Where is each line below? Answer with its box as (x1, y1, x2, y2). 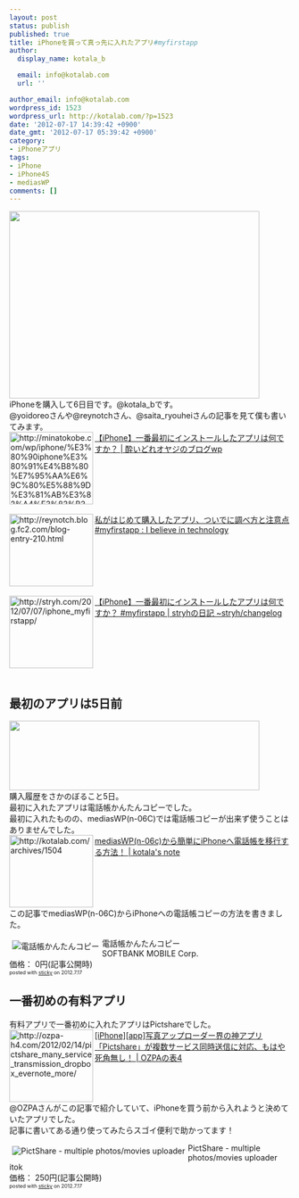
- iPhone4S (9, 169, 50, 178)
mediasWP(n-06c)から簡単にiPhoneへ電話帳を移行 (95, 836, 281, 847)
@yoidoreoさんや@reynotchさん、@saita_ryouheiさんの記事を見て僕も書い (9, 410, 287, 421)
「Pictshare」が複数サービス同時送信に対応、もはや (95, 1041, 286, 1052)
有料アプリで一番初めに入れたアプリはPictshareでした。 (9, 1019, 216, 1029)
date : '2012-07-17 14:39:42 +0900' (9, 120, 142, 129)
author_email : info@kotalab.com (9, 95, 129, 103)
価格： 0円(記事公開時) (9, 959, 93, 970)
